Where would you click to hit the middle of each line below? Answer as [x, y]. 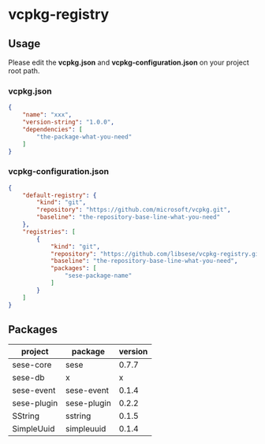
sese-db [28, 378]
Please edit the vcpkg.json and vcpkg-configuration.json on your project [129, 62]
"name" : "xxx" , [47, 115]
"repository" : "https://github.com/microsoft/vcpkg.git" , [134, 210]
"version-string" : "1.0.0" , [68, 122]
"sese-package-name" [98, 276]
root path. [24, 71]
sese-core [32, 365]
